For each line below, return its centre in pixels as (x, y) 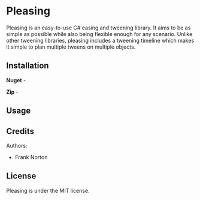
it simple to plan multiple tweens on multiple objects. (71, 47)
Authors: (17, 145)
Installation (28, 66)
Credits (20, 131)
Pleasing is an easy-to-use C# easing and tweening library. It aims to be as (99, 28)
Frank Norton (31, 157)
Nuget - (16, 80)
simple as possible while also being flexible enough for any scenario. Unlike (99, 34)
